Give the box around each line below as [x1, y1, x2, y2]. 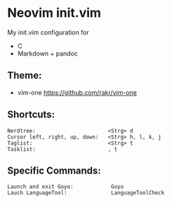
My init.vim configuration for [7, 28, 89, 37]
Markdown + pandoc [17, 49, 79, 58]
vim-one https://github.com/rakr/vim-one [17, 88, 137, 96]
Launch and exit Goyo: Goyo [7, 183, 124, 190]
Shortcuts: [7, 109, 55, 121]
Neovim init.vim [7, 5, 102, 21]
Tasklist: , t [7, 145, 118, 152]
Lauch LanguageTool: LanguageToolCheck [7, 190, 165, 197]
